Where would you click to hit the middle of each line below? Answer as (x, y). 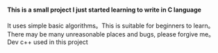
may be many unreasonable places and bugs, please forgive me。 (120, 34)
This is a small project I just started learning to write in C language (104, 10)
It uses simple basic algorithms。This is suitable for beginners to (100, 26)
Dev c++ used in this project (48, 42)
